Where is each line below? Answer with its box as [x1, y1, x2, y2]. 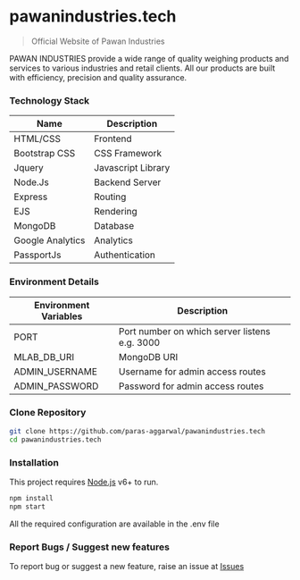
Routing [93, 190, 127, 203]
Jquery [13, 162, 44, 174]
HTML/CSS [13, 132, 61, 145]
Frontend [93, 132, 132, 145]
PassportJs [13, 248, 62, 261]
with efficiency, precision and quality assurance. [9, 71, 187, 82]
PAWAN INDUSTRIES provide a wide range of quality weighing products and [9, 53, 289, 63]
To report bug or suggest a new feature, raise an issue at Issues [9, 560, 245, 571]
